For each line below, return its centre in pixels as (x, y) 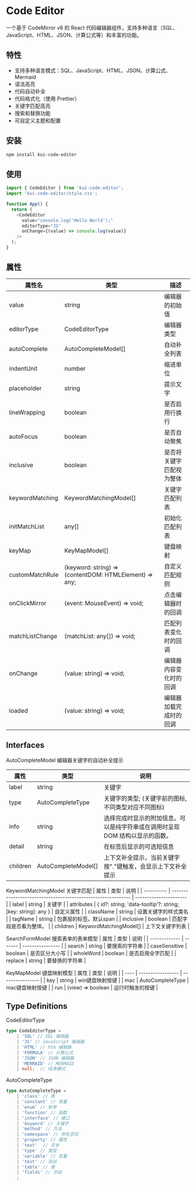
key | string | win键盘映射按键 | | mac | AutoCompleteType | (118, 980)
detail (17, 846)
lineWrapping (27, 412)
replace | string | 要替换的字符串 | (46, 960)
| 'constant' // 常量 (42, 1102)
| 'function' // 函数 (42, 1112)
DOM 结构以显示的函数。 (138, 836)
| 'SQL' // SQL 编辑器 (43, 1036)
